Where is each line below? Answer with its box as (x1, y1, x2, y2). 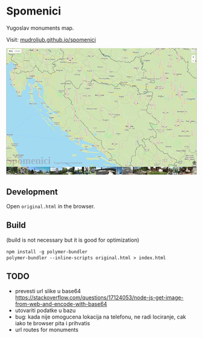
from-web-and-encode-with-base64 (14, 300, 108, 307)
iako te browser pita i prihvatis (14, 319, 91, 326)
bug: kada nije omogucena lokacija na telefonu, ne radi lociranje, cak (14, 313, 186, 320)
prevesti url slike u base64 (14, 287, 82, 294)
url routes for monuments (14, 326, 79, 333)
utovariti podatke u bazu (14, 307, 76, 314)
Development (6, 187, 59, 197)
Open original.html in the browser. (6, 203, 95, 210)
